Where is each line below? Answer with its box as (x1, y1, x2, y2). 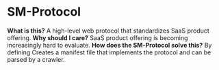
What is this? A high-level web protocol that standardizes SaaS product (7, 27, 210, 35)
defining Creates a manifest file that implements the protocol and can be (7, 48, 211, 56)
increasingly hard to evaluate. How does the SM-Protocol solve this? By (7, 41, 212, 49)
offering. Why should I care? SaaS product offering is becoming (7, 33, 188, 41)
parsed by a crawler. (7, 55, 65, 63)
